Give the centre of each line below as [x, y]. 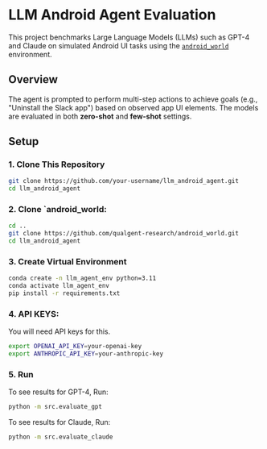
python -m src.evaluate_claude [61, 437]
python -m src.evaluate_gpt [55, 407]
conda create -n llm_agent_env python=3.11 [82, 279]
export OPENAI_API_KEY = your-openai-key [75, 347]
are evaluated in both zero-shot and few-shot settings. [100, 116]
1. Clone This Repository [57, 164]
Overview [33, 79]
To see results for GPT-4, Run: [58, 392]
